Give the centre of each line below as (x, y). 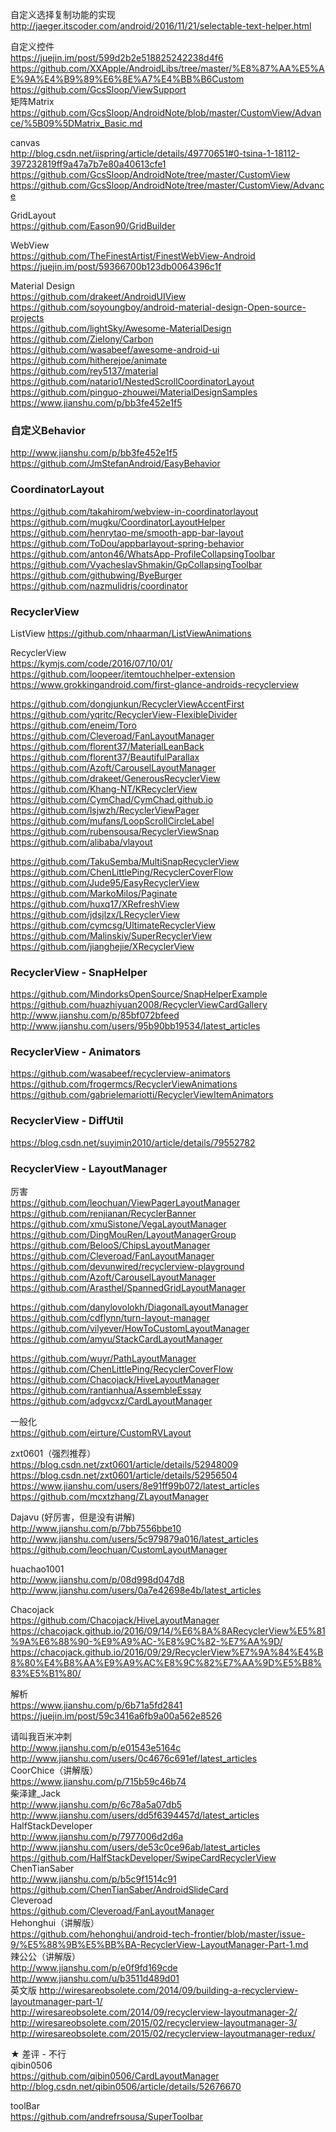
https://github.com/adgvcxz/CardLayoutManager (111, 1401)
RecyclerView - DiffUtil (67, 1121)
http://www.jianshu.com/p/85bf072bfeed (95, 1015)
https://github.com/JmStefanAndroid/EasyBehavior (115, 464)
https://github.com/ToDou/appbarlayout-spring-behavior (127, 543)
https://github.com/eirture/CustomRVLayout (101, 1433)
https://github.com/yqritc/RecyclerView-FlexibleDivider (124, 714)
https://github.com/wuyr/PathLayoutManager (103, 1359)
